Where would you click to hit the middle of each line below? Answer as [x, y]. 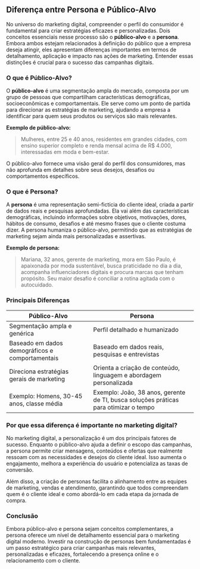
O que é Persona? [32, 192]
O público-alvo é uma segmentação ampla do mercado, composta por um [98, 91]
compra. [16, 500]
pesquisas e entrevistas [126, 354]
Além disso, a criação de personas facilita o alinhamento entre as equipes [97, 481]
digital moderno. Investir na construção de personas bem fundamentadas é [99, 542]
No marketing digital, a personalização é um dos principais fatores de [91, 438]
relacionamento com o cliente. [43, 561]
